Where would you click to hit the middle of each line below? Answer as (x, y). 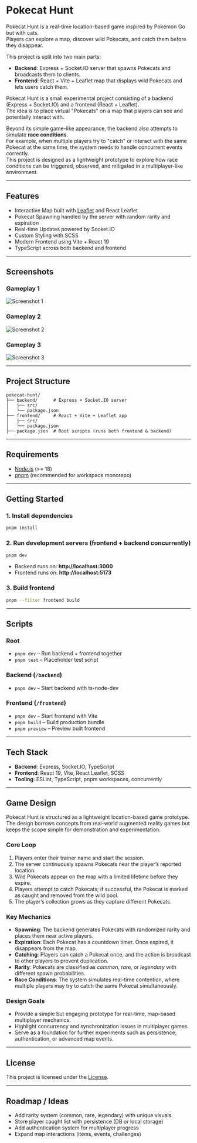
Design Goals (26, 1001)
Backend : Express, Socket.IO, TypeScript (64, 767)
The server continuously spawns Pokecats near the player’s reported (98, 864)
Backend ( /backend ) (34, 675)
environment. (22, 172)
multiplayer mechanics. (43, 1020)
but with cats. (23, 32)
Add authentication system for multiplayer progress (77, 1128)
